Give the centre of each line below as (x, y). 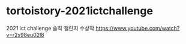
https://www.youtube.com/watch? (138, 28)
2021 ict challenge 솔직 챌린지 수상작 (50, 28)
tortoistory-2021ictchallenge (79, 11)
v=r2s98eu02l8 (25, 34)
